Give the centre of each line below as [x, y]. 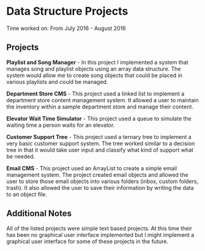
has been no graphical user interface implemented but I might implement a [100, 234]
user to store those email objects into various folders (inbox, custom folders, [102, 181]
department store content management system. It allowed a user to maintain [102, 100]
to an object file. [27, 194]
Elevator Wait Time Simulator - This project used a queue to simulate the [99, 118]
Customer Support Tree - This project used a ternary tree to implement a [99, 137]
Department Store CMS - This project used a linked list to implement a [95, 94]
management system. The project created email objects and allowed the [97, 174]
